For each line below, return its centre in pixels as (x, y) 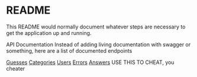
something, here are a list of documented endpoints (69, 50)
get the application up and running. (49, 33)
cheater (16, 68)
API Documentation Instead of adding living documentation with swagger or (98, 44)
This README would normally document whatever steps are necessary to (96, 27)
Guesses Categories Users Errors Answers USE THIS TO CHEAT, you (90, 62)
